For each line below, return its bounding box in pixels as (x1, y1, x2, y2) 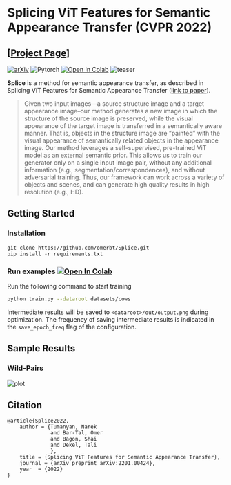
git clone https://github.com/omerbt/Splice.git (7, 244, 150, 251)
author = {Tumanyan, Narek (19, 423, 97, 430)
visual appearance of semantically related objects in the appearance (23, 136, 219, 145)
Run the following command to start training (7, 282, 132, 290)
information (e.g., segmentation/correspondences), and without (23, 166, 205, 174)
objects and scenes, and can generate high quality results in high (23, 181, 210, 188)
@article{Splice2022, (7, 417, 70, 425)
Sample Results (7, 342, 76, 354)
